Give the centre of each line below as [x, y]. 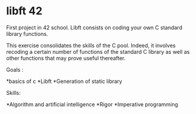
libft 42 [24, 11]
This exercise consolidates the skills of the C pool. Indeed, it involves [91, 45]
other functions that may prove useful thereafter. [66, 58]
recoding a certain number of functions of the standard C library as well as [98, 51]
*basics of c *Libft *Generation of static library [64, 81]
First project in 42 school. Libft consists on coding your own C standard [94, 27]
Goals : [15, 69]
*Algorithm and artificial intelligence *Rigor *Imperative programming [92, 104]
